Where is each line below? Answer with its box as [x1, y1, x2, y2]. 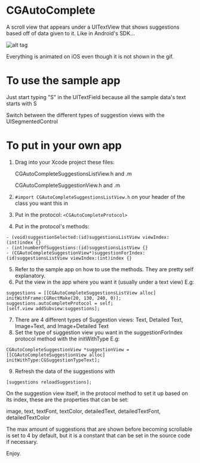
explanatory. [14, 272, 46, 279]
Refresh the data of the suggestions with [14, 367, 115, 375]
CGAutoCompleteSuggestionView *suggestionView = [6, 347, 130, 352]
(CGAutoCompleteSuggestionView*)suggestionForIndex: [11, 250, 146, 256]
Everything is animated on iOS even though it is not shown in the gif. [6, 53, 174, 60]
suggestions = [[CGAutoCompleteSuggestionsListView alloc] [6, 290, 156, 296]
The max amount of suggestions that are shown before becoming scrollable [6, 425, 193, 433]
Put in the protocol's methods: [14, 222, 90, 230]
